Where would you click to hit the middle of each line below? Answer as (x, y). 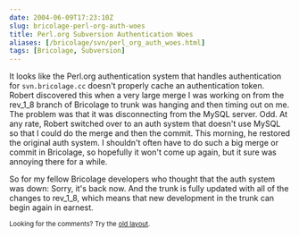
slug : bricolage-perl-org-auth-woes (77, 26)
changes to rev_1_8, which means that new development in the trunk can (142, 199)
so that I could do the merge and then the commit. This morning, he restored (150, 133)
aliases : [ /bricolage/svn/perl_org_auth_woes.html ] (107, 42)
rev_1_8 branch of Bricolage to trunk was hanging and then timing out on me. (149, 105)
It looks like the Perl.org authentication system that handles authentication (145, 76)
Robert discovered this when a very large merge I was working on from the (147, 96)
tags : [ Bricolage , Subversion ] (67, 51)
